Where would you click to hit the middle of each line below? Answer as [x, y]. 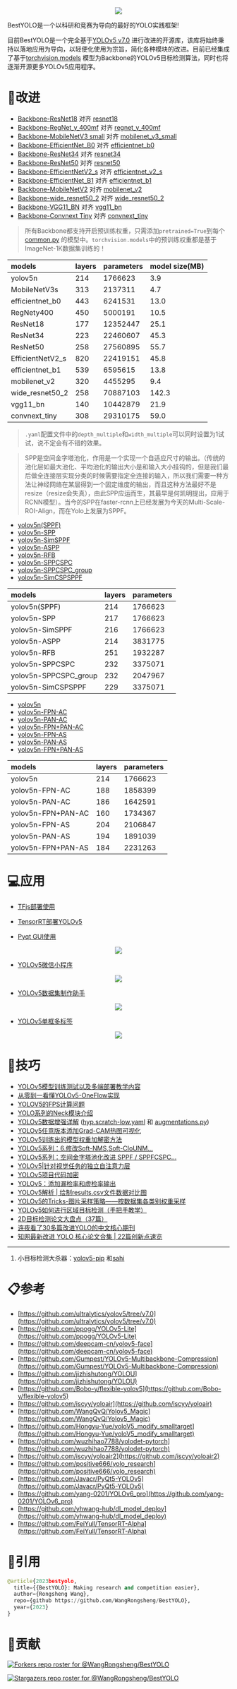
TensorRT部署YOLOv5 [50, 921]
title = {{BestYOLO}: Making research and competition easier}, [107, 1587]
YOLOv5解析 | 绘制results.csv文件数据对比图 [82, 1192]
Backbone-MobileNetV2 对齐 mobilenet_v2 [80, 189]
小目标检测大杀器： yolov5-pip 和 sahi [71, 1258]
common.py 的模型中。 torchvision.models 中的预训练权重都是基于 [121, 239]
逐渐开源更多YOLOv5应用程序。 [54, 67]
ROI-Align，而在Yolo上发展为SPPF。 [77, 510]
